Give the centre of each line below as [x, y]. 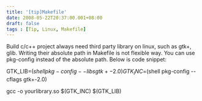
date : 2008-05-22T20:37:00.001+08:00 [54, 18]
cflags [14, 80]
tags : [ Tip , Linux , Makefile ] [46, 29]
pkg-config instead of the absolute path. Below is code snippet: [87, 59]
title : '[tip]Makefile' [37, 12]
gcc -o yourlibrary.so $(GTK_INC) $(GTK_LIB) [64, 91]
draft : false [23, 23]
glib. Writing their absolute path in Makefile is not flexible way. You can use [101, 53]
